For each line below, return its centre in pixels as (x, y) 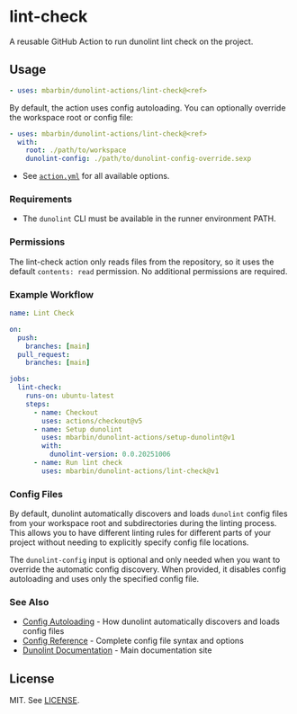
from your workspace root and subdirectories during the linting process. (143, 523)
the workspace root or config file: (71, 117)
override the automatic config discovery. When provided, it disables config (148, 569)
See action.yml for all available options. (96, 176)
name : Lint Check (42, 313)
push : (28, 338)
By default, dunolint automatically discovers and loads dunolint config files (148, 513)
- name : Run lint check (78, 463)
